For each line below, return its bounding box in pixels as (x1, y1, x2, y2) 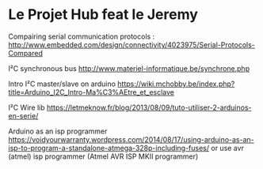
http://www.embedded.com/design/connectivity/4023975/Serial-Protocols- (8, 39, 256, 49)
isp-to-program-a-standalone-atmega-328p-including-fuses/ (8, 143, 210, 152)
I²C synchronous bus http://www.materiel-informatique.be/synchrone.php (8, 63, 250, 73)
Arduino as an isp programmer (8, 126, 108, 136)
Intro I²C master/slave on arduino (8, 79, 116, 88)
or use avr (211, 143, 244, 152)
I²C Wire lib (8, 103, 45, 112)
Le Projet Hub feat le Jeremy (8, 6, 198, 24)
